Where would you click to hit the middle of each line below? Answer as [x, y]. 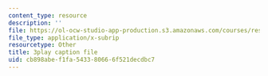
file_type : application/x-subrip [64, 38]
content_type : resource [48, 15]
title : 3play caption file [53, 52]
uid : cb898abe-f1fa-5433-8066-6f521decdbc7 [82, 60]
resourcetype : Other [43, 45]
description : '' [35, 23]
